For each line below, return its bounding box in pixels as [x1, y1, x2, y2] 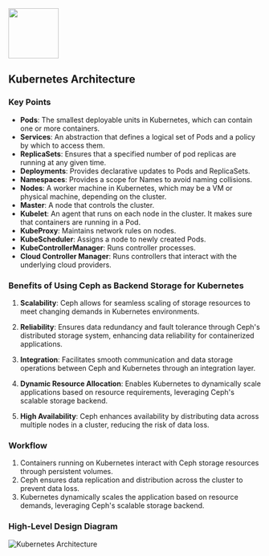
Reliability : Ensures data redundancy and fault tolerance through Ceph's [19, 322, 261, 331]
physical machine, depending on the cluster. [19, 192, 167, 201]
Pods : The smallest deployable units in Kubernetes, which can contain [19, 115, 253, 124]
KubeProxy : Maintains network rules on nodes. [19, 225, 177, 235]
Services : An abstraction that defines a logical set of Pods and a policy [19, 132, 255, 141]
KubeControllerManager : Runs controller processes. [19, 242, 196, 252]
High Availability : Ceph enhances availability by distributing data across [19, 411, 259, 420]
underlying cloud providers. [19, 260, 112, 270]
